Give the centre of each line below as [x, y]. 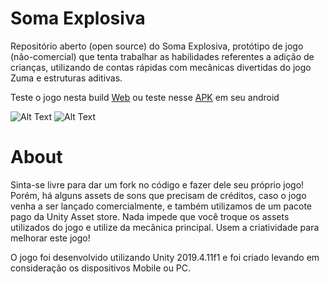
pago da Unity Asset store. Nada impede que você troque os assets [150, 216]
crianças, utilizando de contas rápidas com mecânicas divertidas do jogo [161, 67]
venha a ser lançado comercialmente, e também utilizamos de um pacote [161, 206]
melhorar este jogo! [50, 238]
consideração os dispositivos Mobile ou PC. [101, 268]
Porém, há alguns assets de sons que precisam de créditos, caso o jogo [158, 195]
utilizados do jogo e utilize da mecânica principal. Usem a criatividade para [165, 227]
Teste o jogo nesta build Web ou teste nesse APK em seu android [145, 97]
